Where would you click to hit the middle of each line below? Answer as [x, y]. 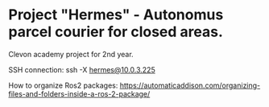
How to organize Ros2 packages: [63, 85]
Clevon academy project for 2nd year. [71, 54]
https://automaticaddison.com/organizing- [190, 85]
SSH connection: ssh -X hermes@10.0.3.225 [82, 69]
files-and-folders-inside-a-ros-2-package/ [79, 93]
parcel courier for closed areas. [116, 32]
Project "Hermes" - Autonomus [116, 15]
